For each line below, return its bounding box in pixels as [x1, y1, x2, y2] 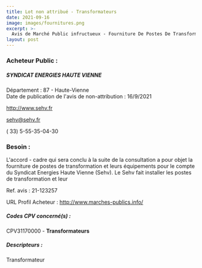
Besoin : [6, 142, 31, 150]
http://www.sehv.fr [6, 104, 53, 112]
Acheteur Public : [6, 56, 58, 65]
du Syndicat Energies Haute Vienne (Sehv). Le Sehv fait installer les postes [6, 169, 192, 176]
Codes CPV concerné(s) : [6, 212, 71, 219]
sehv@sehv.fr [6, 116, 41, 123]
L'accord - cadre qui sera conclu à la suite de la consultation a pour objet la [6, 156, 193, 164]
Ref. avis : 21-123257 [6, 187, 58, 194]
